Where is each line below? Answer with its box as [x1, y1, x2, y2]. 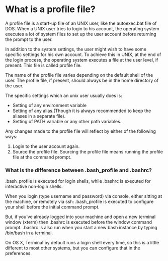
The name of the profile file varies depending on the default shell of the [5, 72, 153, 78]
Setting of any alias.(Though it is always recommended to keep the [12, 108, 151, 114]
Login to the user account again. [12, 143, 80, 149]
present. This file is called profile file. [5, 62, 82, 68]
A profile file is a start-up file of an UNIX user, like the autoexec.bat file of [5, 20, 157, 26]
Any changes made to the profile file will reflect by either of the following [5, 128, 156, 134]
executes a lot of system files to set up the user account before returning [5, 31, 157, 37]
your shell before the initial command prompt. [5, 204, 100, 210]
